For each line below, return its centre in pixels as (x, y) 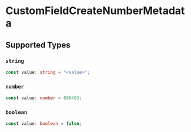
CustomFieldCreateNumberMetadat (95, 11)
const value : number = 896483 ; (44, 98)
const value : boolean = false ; (44, 124)
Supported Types (38, 45)
